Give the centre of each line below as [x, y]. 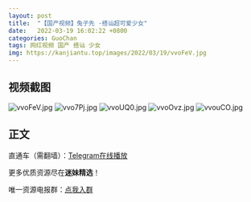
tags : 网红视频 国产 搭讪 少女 [55, 46]
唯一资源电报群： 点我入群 [51, 189]
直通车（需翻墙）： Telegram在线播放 [68, 155]
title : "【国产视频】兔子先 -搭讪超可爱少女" [78, 23]
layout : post [30, 16]
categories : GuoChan [43, 38]
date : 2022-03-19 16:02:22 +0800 [68, 30]
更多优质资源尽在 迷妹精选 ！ [54, 172]
